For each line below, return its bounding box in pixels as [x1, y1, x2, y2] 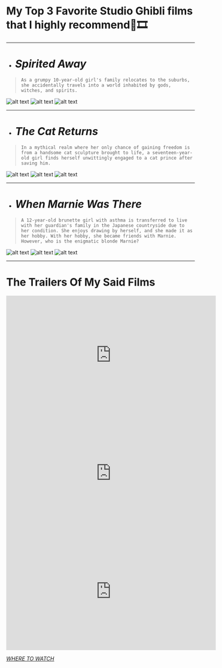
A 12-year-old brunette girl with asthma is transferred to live [20, 217, 187, 223]
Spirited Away [14, 57, 87, 71]
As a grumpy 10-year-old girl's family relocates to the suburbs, [20, 77, 190, 83]
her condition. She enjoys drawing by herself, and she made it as [20, 227, 193, 233]
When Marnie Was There [14, 197, 142, 211]
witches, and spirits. [20, 87, 78, 94]
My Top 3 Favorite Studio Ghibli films [6, 4, 193, 18]
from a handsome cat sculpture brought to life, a [20, 149, 150, 155]
